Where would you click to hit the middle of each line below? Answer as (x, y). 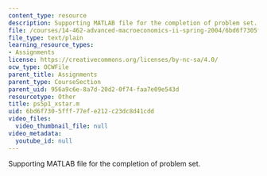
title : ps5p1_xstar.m (44, 104)
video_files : (30, 119)
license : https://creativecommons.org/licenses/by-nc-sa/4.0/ (113, 60)
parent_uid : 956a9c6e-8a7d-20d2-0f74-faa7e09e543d (94, 89)
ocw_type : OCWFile (39, 67)
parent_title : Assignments (53, 75)
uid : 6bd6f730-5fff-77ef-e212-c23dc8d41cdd (81, 112)
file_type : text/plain (46, 38)
